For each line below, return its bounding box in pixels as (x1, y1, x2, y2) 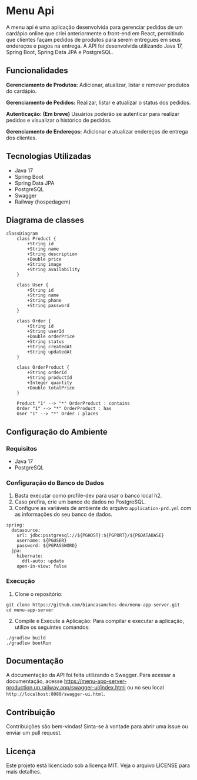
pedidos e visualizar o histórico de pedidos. (6, 116, 112, 124)
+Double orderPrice (27, 334, 75, 339)
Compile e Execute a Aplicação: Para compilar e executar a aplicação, (14, 617, 184, 624)
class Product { (16, 236, 57, 242)
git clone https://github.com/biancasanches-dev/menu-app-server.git (6, 602, 181, 608)
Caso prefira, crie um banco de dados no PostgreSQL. (14, 498, 146, 505)
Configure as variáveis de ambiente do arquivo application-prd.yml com (14, 505, 192, 512)
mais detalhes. (6, 768, 42, 775)
